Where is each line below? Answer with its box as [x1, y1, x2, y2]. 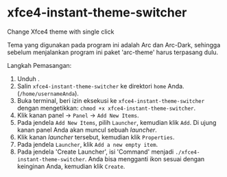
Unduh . [16, 74, 40, 83]
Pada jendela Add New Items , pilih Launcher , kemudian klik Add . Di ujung [16, 118, 217, 126]
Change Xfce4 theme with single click [7, 27, 115, 36]
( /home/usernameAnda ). [16, 89, 79, 97]
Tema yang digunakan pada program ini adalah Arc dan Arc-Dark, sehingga [7, 40, 221, 49]
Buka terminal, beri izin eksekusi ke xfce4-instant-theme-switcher [16, 96, 205, 104]
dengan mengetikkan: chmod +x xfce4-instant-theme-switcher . [16, 104, 196, 112]
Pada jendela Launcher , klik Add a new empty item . [16, 140, 158, 148]
